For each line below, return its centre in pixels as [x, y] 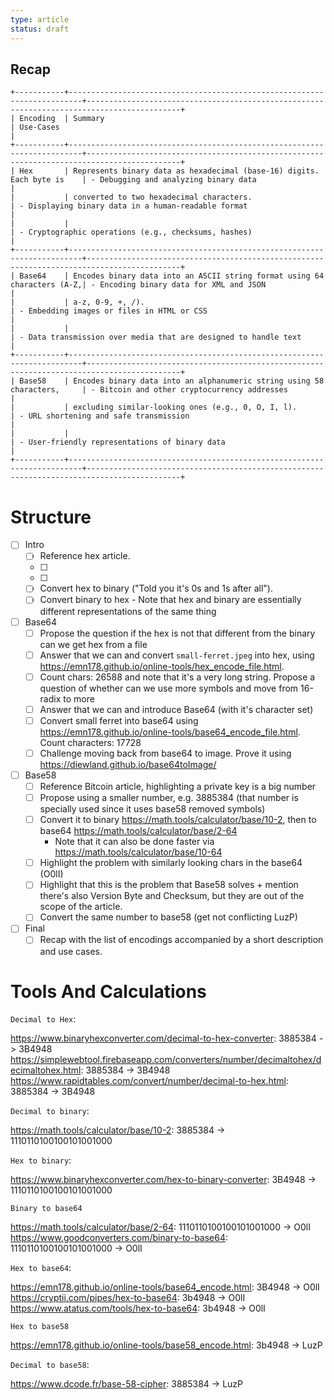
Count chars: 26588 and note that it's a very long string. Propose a [177, 677]
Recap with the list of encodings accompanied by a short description [181, 940]
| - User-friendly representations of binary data [118, 442]
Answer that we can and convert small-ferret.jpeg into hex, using [177, 655]
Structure [51, 517]
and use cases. [71, 951]
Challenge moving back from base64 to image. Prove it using [165, 753]
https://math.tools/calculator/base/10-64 [138, 852]
